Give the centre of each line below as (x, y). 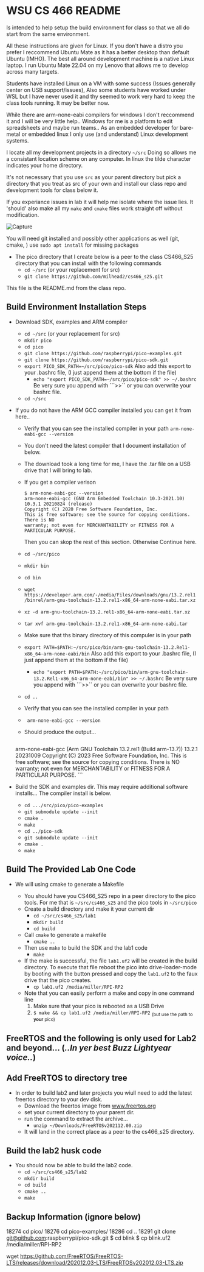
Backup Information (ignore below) (74, 1217)
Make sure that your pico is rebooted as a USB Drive (99, 1006)
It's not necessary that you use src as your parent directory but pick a (93, 177)
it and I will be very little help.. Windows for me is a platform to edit (90, 121)
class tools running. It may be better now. (58, 103)
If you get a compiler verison (60, 482)
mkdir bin (37, 566)
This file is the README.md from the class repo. (66, 288)
